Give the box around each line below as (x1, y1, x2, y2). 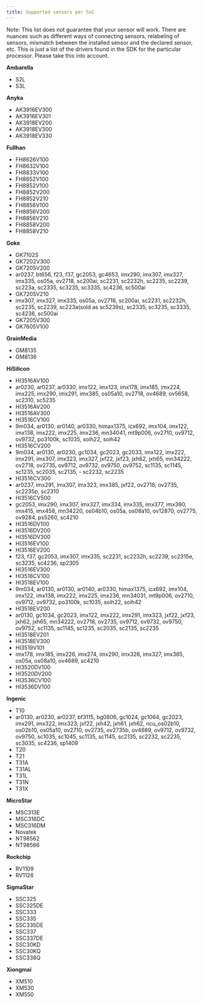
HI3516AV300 (15, 409, 50, 417)
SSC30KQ (15, 947, 41, 955)
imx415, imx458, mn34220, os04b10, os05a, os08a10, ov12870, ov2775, (15, 507, 197, 514)
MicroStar (6, 796, 33, 804)
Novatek (15, 828, 37, 836)
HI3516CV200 (15, 442, 51, 449)
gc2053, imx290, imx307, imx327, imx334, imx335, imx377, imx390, (15, 500, 187, 508)
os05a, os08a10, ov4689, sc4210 (15, 657, 99, 664)
